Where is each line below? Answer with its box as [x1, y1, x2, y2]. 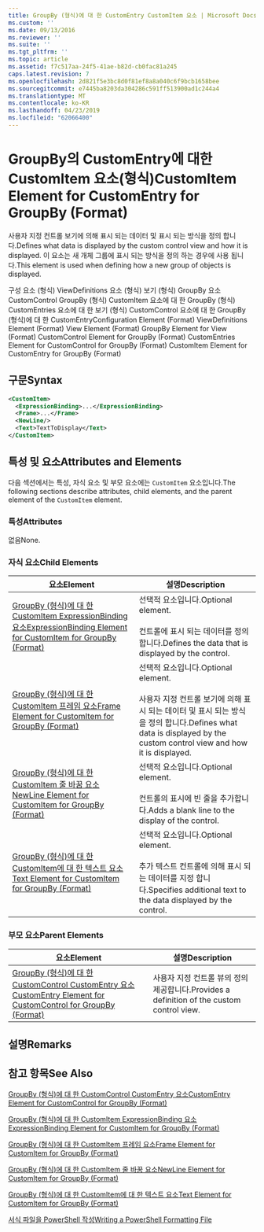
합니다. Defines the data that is [138, 638, 249, 649]
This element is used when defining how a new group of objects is [16, 260, 232, 270]
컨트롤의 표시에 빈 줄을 [138, 793, 218, 804]
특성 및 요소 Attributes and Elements [8, 456, 182, 469]
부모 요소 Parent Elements [8, 930, 104, 941]
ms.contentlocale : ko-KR [8, 99, 90, 107]
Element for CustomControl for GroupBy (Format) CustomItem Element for [8, 340, 247, 350]
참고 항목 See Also [8, 1067, 93, 1080]
